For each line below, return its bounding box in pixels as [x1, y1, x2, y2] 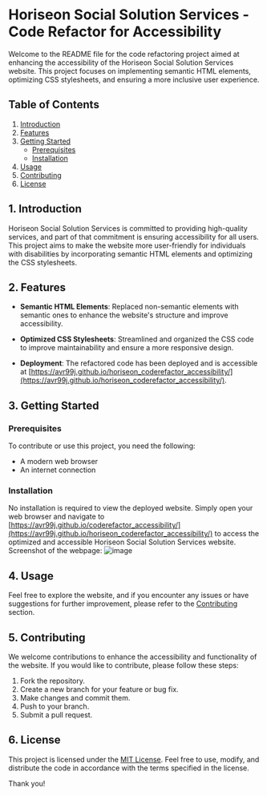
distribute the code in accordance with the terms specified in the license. [8, 763, 250, 773]
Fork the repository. [19, 676, 86, 685]
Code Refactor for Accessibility [8, 22, 222, 41]
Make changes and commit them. [19, 693, 131, 702]
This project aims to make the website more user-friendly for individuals [8, 240, 246, 250]
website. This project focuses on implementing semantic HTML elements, [8, 66, 251, 75]
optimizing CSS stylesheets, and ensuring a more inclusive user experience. [8, 75, 260, 84]
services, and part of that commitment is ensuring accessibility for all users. [8, 232, 259, 241]
